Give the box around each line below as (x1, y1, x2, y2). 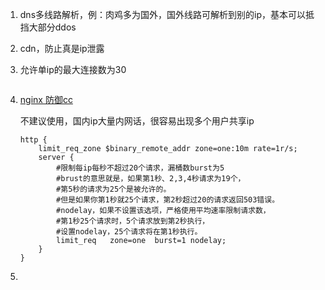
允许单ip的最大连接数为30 (19, 64, 127, 75)
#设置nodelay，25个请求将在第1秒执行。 (56, 227, 203, 237)
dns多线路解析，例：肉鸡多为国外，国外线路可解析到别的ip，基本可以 (19, 9, 306, 20)
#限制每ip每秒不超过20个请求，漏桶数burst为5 (56, 163, 225, 173)
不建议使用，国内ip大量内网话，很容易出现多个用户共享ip (19, 115, 255, 127)
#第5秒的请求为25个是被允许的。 (56, 184, 172, 194)
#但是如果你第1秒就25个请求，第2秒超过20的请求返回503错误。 (56, 195, 280, 205)
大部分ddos (28, 21, 77, 33)
